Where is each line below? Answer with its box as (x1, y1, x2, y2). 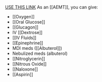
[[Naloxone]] (12, 66, 38, 72)
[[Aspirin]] (12, 72, 34, 77)
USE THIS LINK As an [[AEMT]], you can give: (5, 4, 98, 10)
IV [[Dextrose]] (12, 30, 43, 35)
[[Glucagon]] (12, 24, 38, 30)
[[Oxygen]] (12, 14, 35, 19)
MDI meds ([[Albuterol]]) (12, 45, 63, 51)
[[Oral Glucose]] (12, 19, 45, 25)
